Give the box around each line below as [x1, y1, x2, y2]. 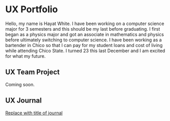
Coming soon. [5, 81, 35, 87]
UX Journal [5, 96, 42, 105]
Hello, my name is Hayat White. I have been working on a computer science [5, 20, 164, 27]
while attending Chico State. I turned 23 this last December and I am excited [5, 47, 165, 54]
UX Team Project [5, 68, 60, 77]
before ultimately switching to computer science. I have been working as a [5, 37, 162, 43]
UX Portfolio [5, 4, 58, 15]
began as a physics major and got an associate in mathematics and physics [5, 31, 164, 37]
